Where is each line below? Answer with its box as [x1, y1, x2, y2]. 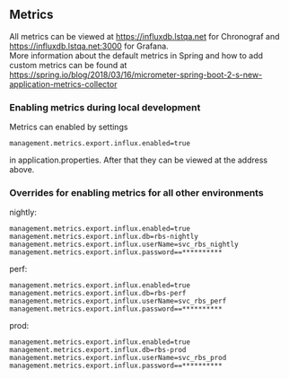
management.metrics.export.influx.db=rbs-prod [9, 346, 187, 355]
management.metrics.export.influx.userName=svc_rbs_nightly [9, 240, 240, 250]
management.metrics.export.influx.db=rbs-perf [9, 289, 187, 298]
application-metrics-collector [9, 78, 118, 89]
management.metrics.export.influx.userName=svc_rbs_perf [9, 296, 227, 306]
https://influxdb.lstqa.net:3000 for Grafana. [9, 40, 169, 51]
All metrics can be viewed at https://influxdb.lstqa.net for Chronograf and [9, 31, 280, 41]
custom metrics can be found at [9, 59, 127, 70]
